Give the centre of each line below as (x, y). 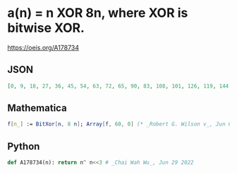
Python (24, 146)
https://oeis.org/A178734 (43, 47)
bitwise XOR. (46, 28)
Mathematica (37, 108)
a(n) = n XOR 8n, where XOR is (98, 13)
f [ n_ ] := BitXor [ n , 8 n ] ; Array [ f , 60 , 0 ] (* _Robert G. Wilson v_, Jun (116, 124)
